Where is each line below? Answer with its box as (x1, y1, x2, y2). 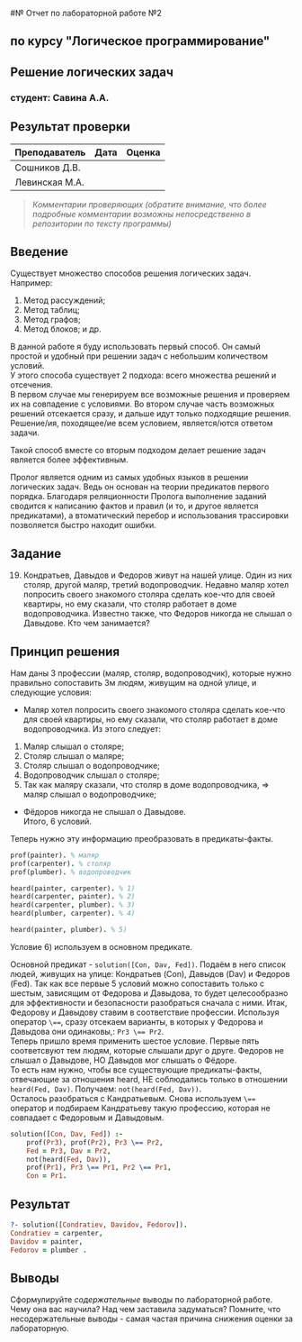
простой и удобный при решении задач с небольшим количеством (10, 351, 269, 361)
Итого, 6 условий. (22, 816, 93, 826)
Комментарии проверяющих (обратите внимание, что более (31, 198, 268, 210)
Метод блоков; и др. (22, 324, 102, 334)
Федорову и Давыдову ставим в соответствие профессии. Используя (10, 1007, 280, 1018)
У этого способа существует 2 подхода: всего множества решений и (10, 370, 277, 381)
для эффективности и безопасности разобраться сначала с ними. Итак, (10, 997, 288, 1008)
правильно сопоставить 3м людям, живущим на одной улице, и (10, 677, 257, 688)
